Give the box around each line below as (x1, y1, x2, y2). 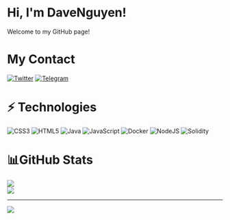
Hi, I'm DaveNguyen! (7, 5, 127, 21)
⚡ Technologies (7, 99, 97, 115)
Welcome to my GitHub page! (7, 27, 90, 36)
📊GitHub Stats (7, 152, 94, 167)
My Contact (7, 51, 75, 67)
